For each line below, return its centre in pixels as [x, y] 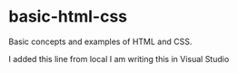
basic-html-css [68, 17]
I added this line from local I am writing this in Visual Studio [119, 59]
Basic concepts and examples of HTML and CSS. [100, 41]
